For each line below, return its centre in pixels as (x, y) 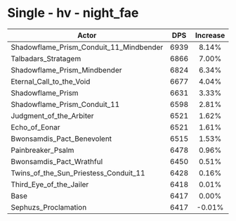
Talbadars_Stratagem (46, 58)
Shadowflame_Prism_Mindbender (66, 70)
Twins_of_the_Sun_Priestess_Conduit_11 (78, 172)
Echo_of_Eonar (35, 127)
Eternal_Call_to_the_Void (51, 81)
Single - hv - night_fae (73, 13)
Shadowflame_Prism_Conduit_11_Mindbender (87, 47)
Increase (210, 35)
